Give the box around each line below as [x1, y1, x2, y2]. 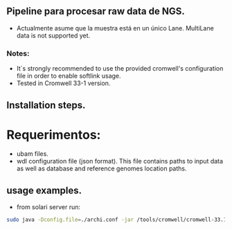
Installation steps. [6, 99, 86, 111]
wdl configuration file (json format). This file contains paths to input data [16, 157, 223, 166]
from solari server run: [16, 203, 81, 211]
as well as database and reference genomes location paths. [16, 164, 187, 172]
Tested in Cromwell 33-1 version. [16, 79, 111, 87]
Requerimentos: [6, 127, 101, 143]
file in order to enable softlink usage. [16, 72, 122, 80]
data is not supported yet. [16, 31, 91, 39]
